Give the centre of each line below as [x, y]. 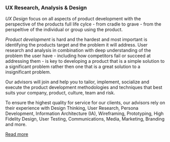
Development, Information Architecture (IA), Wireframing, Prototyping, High [84, 113]
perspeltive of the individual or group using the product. [64, 30]
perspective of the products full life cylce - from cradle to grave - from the [83, 24]
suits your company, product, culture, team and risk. [60, 93]
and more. [16, 125]
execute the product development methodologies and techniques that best [84, 87]
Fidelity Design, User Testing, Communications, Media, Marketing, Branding [85, 119]
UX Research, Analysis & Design [46, 8]
